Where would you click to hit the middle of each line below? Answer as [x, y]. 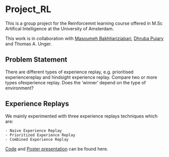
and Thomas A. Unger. [29, 43]
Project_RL [28, 9]
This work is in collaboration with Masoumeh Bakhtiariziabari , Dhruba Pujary [84, 38]
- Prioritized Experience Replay [40, 135]
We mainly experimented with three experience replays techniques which [81, 116]
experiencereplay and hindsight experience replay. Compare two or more [81, 77]
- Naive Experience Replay [34, 130]
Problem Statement [36, 60]
